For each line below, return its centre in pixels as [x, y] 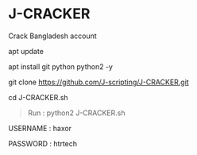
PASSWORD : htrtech [43, 143]
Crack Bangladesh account [52, 36]
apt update [26, 51]
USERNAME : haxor [40, 128]
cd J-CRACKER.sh [39, 97]
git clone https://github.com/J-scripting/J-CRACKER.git [98, 82]
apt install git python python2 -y [61, 66]
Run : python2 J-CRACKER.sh [76, 113]
